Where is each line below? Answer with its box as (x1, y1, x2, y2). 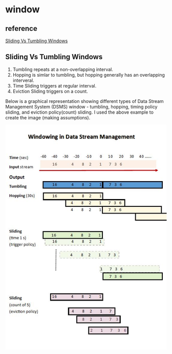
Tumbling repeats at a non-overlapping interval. (12, 66, 114, 73)
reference (5, 24, 37, 33)
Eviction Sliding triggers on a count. (12, 88, 88, 94)
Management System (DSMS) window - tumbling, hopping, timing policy (5, 103, 158, 110)
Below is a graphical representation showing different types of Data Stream (5, 98, 164, 104)
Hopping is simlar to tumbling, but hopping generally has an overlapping (12, 72, 165, 78)
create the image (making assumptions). (5, 114, 91, 120)
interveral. (12, 77, 34, 83)
